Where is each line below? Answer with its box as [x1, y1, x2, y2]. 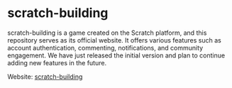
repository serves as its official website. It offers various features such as [7, 35, 221, 44]
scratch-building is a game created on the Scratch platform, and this [7, 28, 207, 37]
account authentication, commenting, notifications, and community [7, 43, 204, 52]
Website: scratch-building [7, 72, 83, 81]
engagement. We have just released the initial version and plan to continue [7, 51, 226, 60]
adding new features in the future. [7, 58, 107, 67]
